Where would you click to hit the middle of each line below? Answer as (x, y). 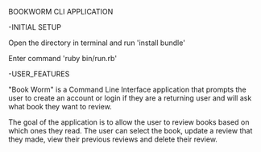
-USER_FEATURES (39, 74)
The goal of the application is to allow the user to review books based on (129, 122)
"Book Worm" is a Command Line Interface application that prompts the (128, 89)
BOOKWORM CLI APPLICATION (61, 12)
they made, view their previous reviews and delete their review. (113, 139)
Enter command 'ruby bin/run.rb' (63, 58)
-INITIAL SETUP (35, 27)
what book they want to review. (60, 107)
